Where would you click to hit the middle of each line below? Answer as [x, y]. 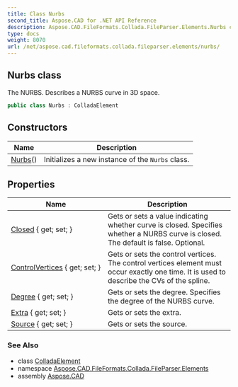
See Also [23, 345]
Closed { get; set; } [42, 229]
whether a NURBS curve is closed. [164, 234]
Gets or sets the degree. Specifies [164, 292]
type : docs [23, 34]
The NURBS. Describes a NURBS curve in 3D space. [84, 92]
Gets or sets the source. [147, 324]
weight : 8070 [27, 40]
